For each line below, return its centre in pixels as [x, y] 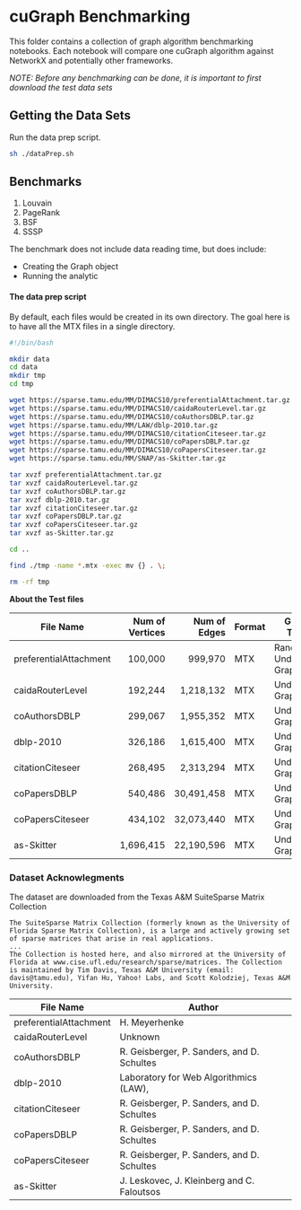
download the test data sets [61, 87]
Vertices [147, 632]
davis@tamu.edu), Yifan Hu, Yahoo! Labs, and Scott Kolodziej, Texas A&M [150, 978]
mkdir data [30, 359]
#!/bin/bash [31, 343]
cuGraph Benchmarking [100, 17]
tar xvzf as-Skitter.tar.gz [62, 533]
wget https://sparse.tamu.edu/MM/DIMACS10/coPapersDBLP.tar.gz [130, 442]
